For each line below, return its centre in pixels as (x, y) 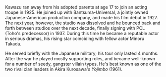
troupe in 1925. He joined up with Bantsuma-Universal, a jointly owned (77, 12)
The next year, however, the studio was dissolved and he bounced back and (83, 23)
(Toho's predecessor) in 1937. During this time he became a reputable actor (82, 33)
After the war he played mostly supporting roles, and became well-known (80, 58)
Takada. (13, 44)
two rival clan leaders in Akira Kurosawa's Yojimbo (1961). (64, 69)
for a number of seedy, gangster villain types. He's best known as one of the (83, 64)
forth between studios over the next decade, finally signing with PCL (75, 28)
